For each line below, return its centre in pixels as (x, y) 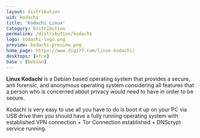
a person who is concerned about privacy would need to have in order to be (100, 91)
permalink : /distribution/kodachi (49, 34)
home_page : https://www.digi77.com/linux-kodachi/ (71, 51)
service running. (26, 128)
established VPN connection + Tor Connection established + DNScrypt (94, 122)
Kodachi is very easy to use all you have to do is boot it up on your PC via (97, 109)
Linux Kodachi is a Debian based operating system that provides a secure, (98, 79)
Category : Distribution (36, 28)
